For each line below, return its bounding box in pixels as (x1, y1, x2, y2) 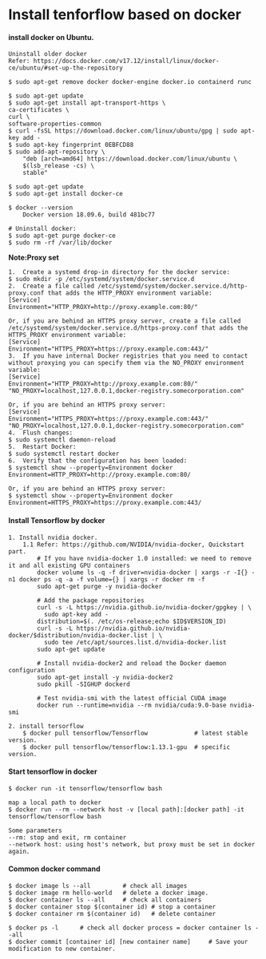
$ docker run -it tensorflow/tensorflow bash (8, 784, 162, 792)
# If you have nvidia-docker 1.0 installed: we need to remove (37, 554, 252, 562)
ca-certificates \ (8, 106, 69, 114)
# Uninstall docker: (8, 225, 77, 233)
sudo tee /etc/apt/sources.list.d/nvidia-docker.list (43, 638, 227, 646)
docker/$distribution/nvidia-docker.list (8, 631, 149, 640)
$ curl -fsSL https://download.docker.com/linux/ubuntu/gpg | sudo (8, 127, 238, 135)
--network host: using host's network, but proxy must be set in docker (8, 840, 256, 848)
